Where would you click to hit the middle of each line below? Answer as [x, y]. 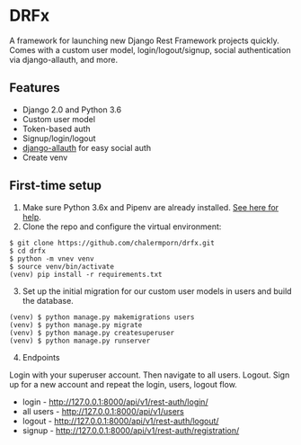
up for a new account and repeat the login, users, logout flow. [124, 384]
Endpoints [41, 357]
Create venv [45, 157]
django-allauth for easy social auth [86, 147]
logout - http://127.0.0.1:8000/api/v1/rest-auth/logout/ [120, 421]
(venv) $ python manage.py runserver [80, 341]
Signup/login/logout [59, 138]
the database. [48, 300]
